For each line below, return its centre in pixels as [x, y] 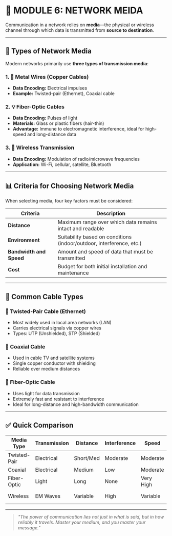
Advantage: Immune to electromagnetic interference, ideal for [78, 129]
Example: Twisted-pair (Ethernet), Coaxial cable [64, 94]
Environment [24, 240]
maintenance [73, 273]
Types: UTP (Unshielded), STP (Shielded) [56, 334]
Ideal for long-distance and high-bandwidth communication [76, 404]
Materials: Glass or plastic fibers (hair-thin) [58, 123]
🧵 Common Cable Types [44, 297]
